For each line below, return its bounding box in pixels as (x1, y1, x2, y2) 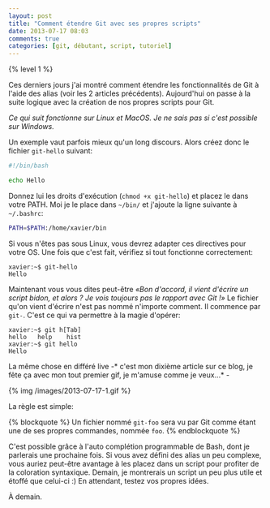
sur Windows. (8, 122, 54, 131)
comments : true (8, 34, 60, 43)
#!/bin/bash (8, 161, 49, 170)
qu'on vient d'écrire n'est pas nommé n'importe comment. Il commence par (8, 301, 261, 311)
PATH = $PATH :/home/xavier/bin (8, 224, 107, 232)
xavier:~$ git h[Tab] (8, 325, 82, 334)
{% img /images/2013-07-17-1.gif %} (8, 385, 131, 395)
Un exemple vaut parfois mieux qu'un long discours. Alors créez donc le (8, 137, 250, 147)
